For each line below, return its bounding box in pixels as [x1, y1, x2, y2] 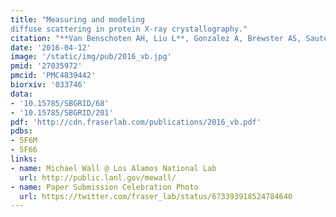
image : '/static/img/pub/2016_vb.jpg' [10, 52, 172, 62]
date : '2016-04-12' [10, 42, 92, 53]
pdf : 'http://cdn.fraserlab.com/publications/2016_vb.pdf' [10, 117, 262, 127]
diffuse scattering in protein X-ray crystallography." [10, 24, 248, 34]
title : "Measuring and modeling [10, 14, 145, 25]
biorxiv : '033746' [10, 80, 87, 90]
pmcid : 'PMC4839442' [10, 71, 97, 81]
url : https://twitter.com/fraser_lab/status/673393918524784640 [19, 191, 293, 201]
